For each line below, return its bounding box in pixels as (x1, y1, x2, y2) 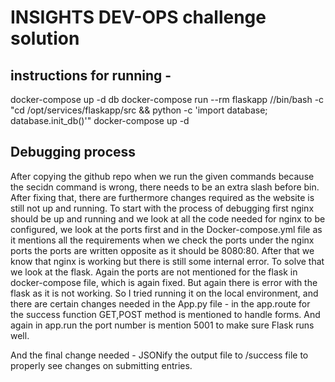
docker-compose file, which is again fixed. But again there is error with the (10, 276, 318, 288)
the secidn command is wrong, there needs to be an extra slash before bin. (10, 181, 320, 193)
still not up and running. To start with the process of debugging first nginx (10, 202, 315, 214)
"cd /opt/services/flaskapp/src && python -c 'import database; (10, 104, 268, 116)
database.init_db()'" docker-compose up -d (10, 115, 190, 126)
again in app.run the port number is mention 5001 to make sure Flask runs (10, 319, 315, 331)
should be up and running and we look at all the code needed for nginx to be (10, 212, 326, 225)
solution (10, 27, 80, 50)
